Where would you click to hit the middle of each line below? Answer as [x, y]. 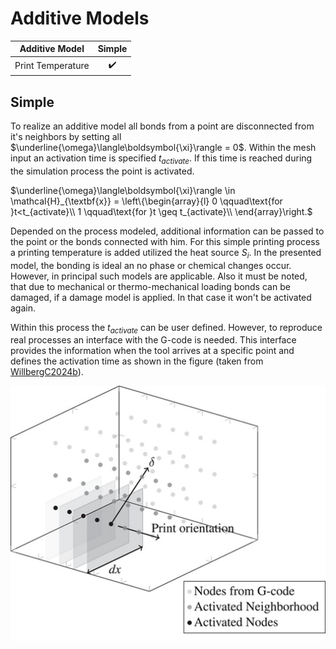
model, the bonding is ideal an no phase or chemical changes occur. [151, 265]
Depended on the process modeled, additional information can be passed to [167, 231]
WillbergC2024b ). [47, 372]
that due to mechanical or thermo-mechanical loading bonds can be [150, 286]
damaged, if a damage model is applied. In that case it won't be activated [161, 297]
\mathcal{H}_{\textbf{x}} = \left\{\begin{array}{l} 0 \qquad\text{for [146, 201]
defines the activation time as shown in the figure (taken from [137, 361]
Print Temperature [52, 66]
